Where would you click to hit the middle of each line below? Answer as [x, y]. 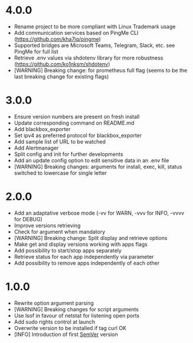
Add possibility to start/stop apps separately [68, 250]
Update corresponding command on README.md [74, 123]
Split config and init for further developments [69, 154]
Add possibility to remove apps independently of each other [87, 263]
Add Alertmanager [36, 148]
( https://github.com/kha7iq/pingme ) [57, 39]
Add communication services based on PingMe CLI [76, 32]
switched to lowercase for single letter [60, 173]
